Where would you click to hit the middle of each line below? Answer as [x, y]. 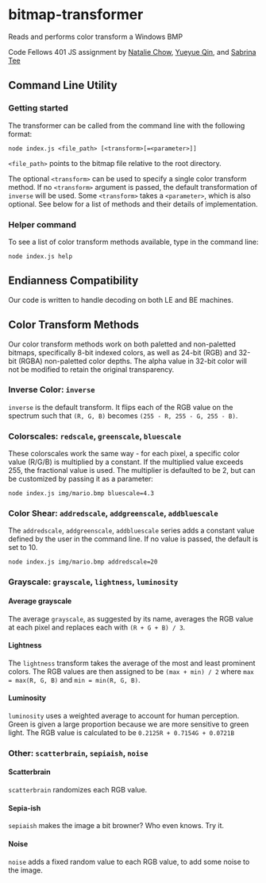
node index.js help [40, 256]
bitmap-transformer [76, 15]
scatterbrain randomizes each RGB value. [78, 790]
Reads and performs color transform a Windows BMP [96, 37]
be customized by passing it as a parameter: [81, 479]
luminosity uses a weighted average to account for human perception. [124, 715]
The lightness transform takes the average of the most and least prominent [132, 663]
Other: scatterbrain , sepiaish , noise [78, 753]
